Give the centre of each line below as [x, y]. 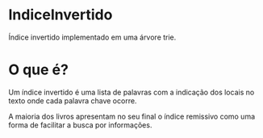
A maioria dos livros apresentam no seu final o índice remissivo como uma [132, 116]
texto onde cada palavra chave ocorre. [73, 100]
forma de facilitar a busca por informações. [80, 125]
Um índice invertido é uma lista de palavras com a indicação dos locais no [131, 92]
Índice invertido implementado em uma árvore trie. [92, 37]
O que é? [38, 70]
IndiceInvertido [61, 15]
